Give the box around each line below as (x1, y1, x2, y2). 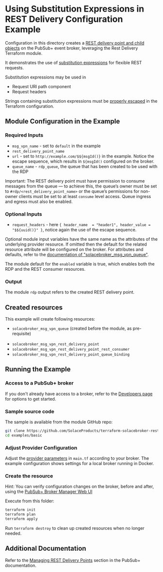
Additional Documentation (5, 544, 86, 553)
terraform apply (5, 517, 38, 522)
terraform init (5, 508, 36, 512)
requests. (5, 64, 24, 71)
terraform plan (5, 512, 36, 517)
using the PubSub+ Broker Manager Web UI (5, 489, 93, 495)
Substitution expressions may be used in (5, 74, 86, 80)
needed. (5, 530, 22, 536)
